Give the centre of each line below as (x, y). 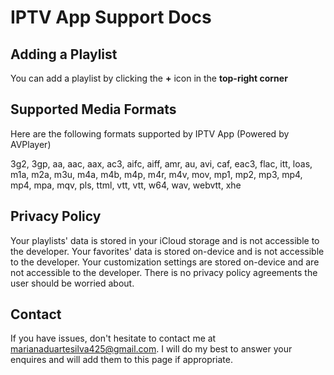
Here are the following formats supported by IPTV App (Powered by (150, 133)
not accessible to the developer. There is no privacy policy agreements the (164, 272)
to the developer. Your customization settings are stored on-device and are (165, 262)
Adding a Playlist (64, 54)
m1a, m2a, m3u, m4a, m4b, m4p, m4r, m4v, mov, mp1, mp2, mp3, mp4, (156, 174)
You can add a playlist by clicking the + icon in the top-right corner (149, 78)
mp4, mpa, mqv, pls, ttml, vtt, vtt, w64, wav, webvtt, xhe (126, 185)
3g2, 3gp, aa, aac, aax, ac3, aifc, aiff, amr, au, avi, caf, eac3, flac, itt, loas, (161, 163)
